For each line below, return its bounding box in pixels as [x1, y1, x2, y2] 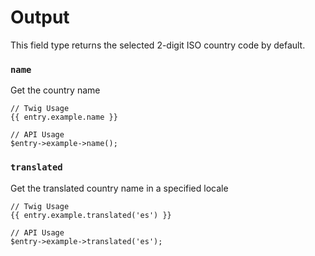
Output [10, 6, 70, 29]
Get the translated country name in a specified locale [10, 182, 229, 194]
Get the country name [10, 84, 101, 96]
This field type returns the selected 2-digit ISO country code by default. [10, 39, 306, 51]
